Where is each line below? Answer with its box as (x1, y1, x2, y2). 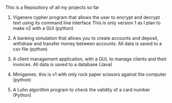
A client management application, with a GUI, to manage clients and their (12, 56, 167, 62)
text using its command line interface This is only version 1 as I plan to (12, 20, 161, 26)
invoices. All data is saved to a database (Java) (12, 61, 112, 67)
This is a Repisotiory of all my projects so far (5, 5, 100, 10)
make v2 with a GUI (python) (12, 25, 73, 31)
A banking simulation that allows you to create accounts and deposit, (12, 35, 159, 41)
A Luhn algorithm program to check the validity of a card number (12, 87, 150, 93)
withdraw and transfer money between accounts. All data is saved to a (12, 40, 162, 47)
